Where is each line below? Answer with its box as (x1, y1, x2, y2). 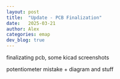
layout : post (6, 9, 40, 15)
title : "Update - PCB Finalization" (6, 15, 102, 21)
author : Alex (6, 26, 40, 32)
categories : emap (6, 32, 51, 38)
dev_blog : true (6, 37, 45, 43)
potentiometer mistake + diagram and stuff (6, 66, 114, 73)
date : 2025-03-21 (6, 20, 56, 26)
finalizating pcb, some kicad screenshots (6, 54, 110, 61)
